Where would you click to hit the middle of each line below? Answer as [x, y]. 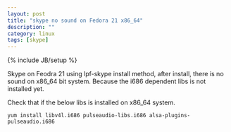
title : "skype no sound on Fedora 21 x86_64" [75, 20]
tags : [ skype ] [28, 40]
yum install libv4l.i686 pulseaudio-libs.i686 [77, 116]
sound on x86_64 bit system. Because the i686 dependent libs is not [107, 81]
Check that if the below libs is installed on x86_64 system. [91, 102]
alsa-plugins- [170, 116]
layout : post [26, 14]
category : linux [31, 34]
